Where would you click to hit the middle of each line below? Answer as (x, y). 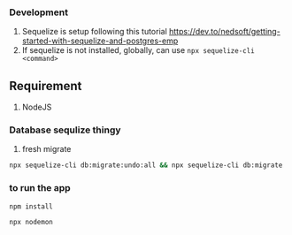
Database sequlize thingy (65, 130)
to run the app (40, 188)
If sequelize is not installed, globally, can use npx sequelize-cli (138, 50)
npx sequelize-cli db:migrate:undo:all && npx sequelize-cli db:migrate (146, 165)
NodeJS (37, 107)
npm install (31, 206)
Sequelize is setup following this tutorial (95, 32)
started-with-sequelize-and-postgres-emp (100, 41)
